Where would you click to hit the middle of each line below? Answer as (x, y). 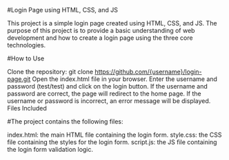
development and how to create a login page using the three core (100, 38)
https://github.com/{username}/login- (148, 72)
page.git (19, 79)
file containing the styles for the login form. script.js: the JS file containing (112, 142)
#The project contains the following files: (65, 122)
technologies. (27, 45)
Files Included (27, 108)
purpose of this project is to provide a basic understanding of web (101, 31)
